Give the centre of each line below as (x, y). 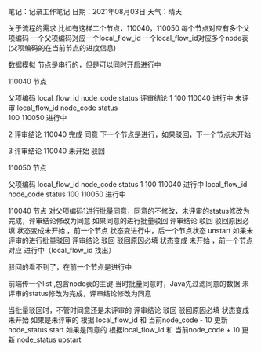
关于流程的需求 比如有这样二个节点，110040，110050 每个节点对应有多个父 (129, 28)
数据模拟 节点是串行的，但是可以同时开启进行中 (85, 64)
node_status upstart (49, 339)
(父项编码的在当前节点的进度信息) (62, 48)
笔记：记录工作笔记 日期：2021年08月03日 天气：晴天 (95, 11)
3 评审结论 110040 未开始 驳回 (57, 151)
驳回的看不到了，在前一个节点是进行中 (70, 267)
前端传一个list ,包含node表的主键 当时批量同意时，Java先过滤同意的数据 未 (129, 284)
